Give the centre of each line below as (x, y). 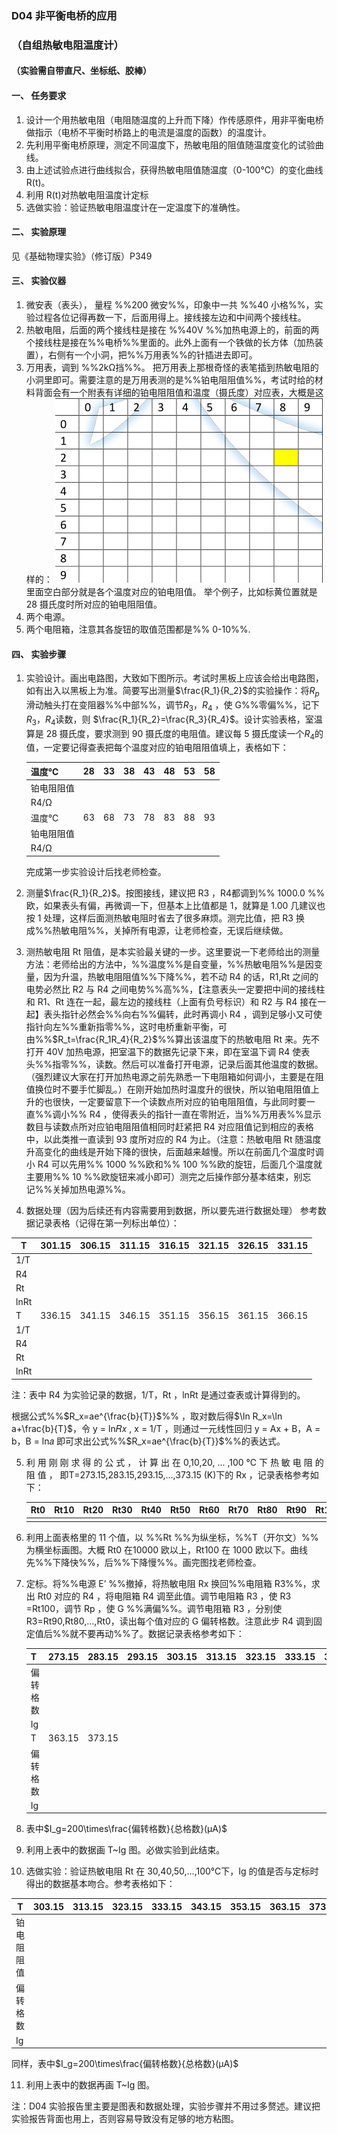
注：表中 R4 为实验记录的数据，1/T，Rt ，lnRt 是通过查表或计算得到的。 (158, 1394)
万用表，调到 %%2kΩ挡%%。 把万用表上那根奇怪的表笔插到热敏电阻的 (172, 368)
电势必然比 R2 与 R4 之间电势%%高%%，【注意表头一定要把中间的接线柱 (175, 989)
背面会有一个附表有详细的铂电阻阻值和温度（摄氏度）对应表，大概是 (175, 393)
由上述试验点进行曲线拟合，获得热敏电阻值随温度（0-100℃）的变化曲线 (174, 169)
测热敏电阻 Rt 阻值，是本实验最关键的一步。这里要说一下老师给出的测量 (173, 951)
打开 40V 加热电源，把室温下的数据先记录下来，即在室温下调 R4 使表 (168, 1051)
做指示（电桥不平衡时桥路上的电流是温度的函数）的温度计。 (148, 132)
